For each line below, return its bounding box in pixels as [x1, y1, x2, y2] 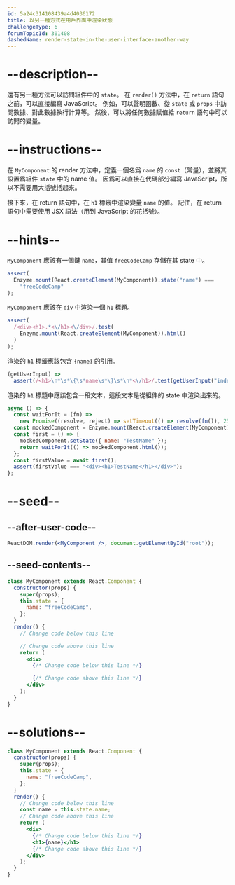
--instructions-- [7, 142, 103, 158]
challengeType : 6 [7, 23, 58, 30]
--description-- [7, 67, 99, 83]
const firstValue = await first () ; [13, 457, 117, 464]
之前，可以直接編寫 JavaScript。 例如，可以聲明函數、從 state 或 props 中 [7, 100, 221, 108]
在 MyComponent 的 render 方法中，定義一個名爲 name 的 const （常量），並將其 [7, 166, 227, 174]
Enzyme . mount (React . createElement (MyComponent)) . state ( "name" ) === [13, 276, 215, 284]
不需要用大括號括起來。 [13, 184, 81, 191]
